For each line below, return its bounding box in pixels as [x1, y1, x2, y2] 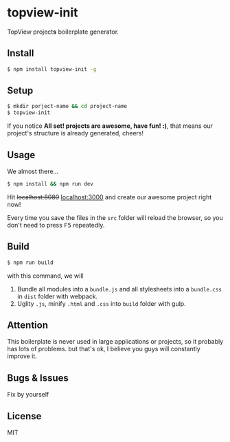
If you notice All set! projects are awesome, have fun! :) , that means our [7, 122, 213, 130]
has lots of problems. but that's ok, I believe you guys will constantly [7, 345, 200, 353]
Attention [7, 319, 48, 331]
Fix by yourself [7, 390, 49, 399]
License [7, 410, 42, 422]
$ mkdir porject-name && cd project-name [7, 103, 128, 110]
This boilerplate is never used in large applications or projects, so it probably [7, 338, 224, 346]
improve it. [7, 352, 38, 360]
